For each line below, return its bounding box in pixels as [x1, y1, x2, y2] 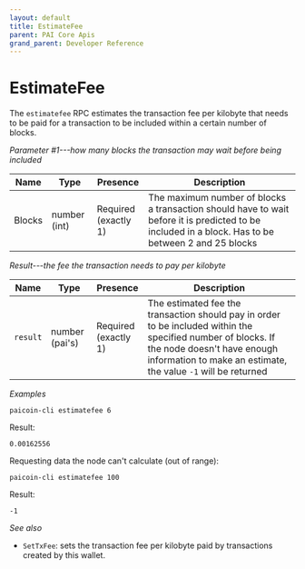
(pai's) [51, 337, 79, 350]
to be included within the [147, 320, 253, 333]
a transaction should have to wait [148, 203, 290, 215]
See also [9, 523, 43, 534]
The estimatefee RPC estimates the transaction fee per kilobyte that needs [9, 108, 289, 119]
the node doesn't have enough [147, 343, 279, 355]
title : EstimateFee [9, 22, 84, 31]
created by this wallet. [22, 550, 106, 561]
